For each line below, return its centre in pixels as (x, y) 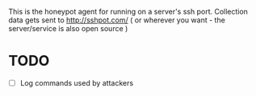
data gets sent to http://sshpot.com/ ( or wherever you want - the (117, 20)
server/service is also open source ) (68, 28)
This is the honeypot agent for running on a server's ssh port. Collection (128, 12)
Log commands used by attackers (77, 82)
